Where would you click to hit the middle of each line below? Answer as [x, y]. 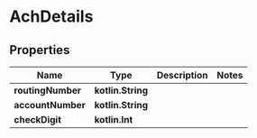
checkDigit [37, 120]
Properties [40, 50]
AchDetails [51, 17]
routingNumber [48, 90]
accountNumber [50, 105]
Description [182, 75]
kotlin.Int [114, 120]
